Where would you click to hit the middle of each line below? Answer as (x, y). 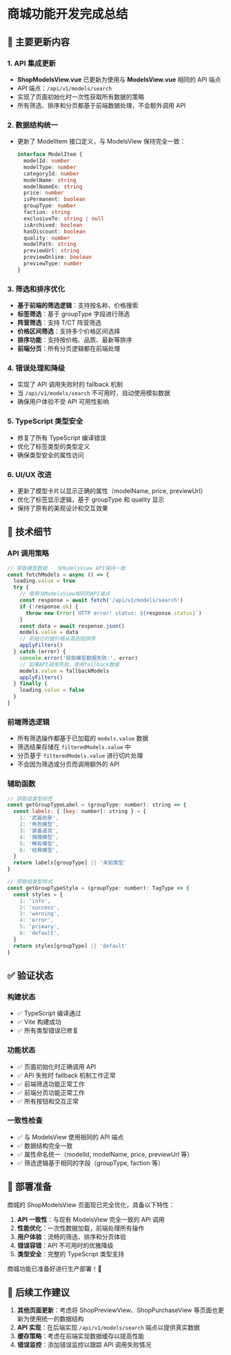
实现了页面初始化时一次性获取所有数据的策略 (81, 97)
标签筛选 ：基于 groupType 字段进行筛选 (73, 314)
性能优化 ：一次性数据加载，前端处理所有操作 (81, 1228)
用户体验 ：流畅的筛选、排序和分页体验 (71, 1236)
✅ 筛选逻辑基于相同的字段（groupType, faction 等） (90, 1163)
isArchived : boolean (53, 225)
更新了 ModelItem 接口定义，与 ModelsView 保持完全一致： (101, 142)
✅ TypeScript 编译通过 (49, 1013)
